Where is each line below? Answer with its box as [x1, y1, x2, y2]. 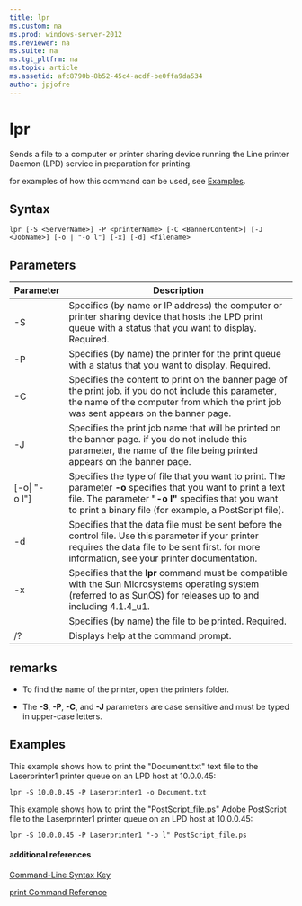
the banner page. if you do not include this [68, 433, 247, 446]
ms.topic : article [9, 64, 78, 73]
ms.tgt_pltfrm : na [9, 55, 78, 64]
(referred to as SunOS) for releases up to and [68, 590, 260, 602]
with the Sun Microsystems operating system [68, 578, 260, 591]
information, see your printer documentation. [68, 552, 258, 564]
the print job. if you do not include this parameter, [68, 385, 277, 397]
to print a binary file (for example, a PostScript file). [68, 504, 285, 517]
